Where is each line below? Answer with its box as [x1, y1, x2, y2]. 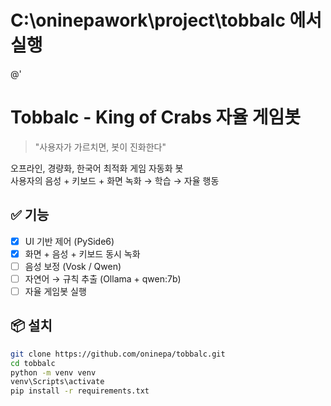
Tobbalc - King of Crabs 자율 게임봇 [10, 106, 301, 129]
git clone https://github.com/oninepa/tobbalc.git [10, 349, 226, 359]
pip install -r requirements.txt [10, 386, 150, 396]
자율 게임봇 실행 [24, 285, 87, 297]
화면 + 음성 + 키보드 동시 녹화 [24, 247, 141, 260]
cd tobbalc [10, 358, 56, 368]
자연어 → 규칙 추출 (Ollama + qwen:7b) [24, 272, 182, 285]
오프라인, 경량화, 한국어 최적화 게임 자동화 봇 [10, 162, 184, 174]
